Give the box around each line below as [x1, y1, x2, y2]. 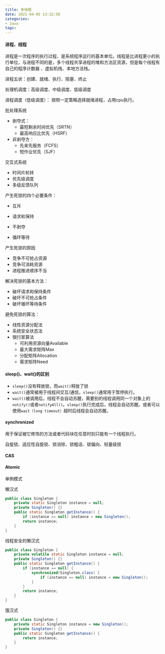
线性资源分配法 [12, 322, 43, 328]
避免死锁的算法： [5, 311, 40, 317]
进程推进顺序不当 [12, 268, 47, 274]
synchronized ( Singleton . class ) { [31, 570, 100, 575]
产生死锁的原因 [5, 245, 35, 251]
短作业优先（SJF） [19, 149, 58, 155]
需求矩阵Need [19, 359, 48, 365]
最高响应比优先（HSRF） [19, 130, 70, 136]
